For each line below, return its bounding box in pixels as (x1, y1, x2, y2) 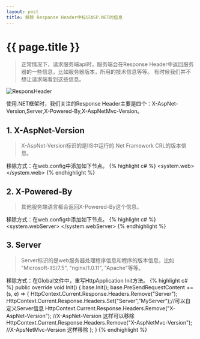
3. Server (6, 240, 41, 250)
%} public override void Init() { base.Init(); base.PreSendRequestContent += (6, 283, 194, 291)
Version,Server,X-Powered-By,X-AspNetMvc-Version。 (6, 107, 143, 115)
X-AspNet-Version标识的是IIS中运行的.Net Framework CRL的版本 (20, 142, 181, 149)
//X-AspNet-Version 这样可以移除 (52, 312, 135, 319)
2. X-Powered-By (6, 187, 73, 197)
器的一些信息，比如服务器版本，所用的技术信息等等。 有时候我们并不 (20, 68, 191, 76)
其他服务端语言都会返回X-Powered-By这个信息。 (20, 203, 142, 211)
